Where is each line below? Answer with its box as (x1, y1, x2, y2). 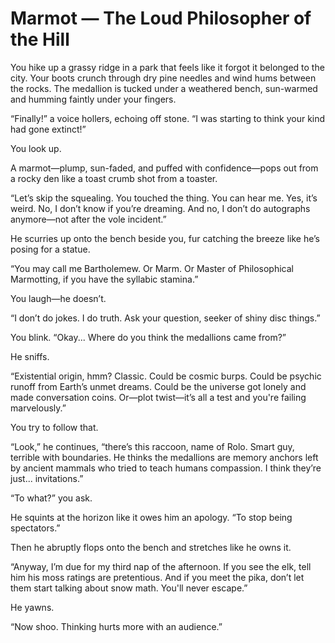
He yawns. (10, 601, 55, 613)
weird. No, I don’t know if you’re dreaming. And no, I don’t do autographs (10, 202, 311, 214)
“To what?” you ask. (10, 492, 93, 504)
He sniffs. (10, 350, 50, 362)
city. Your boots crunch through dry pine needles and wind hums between (10, 72, 317, 84)
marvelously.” (10, 402, 67, 414)
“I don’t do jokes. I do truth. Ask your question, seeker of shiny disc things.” (10, 312, 321, 324)
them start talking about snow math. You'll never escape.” (10, 582, 248, 594)
